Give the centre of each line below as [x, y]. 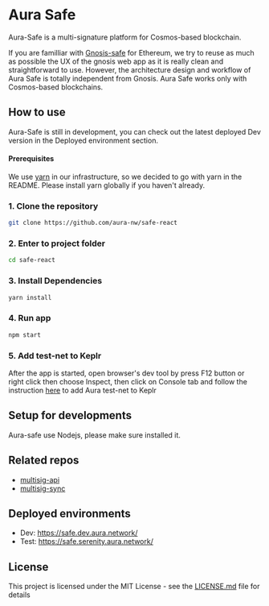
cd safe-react [32, 260]
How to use [37, 112]
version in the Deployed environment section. [84, 140]
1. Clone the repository [53, 205]
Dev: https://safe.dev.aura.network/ [79, 533]
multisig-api [40, 479]
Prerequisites [31, 159]
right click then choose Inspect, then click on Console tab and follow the [128, 381]
